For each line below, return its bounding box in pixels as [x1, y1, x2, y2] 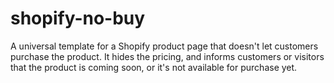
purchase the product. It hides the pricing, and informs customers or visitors [10, 50, 325, 62]
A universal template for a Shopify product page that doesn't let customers [10, 40, 319, 52]
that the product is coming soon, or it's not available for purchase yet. [10, 61, 298, 73]
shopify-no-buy [10, 7, 146, 30]
